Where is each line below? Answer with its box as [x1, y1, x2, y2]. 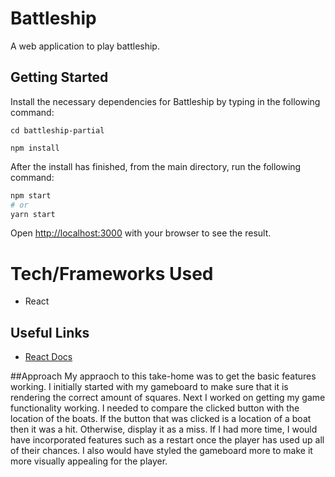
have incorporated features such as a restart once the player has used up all [10, 434, 325, 446]
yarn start [10, 209, 56, 219]
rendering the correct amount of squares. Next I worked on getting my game [10, 392, 326, 404]
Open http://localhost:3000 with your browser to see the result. [10, 227, 272, 239]
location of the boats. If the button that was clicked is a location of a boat [10, 413, 312, 425]
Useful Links [10, 324, 90, 341]
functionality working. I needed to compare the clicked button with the [10, 402, 300, 414]
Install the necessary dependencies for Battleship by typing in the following [10, 95, 321, 107]
